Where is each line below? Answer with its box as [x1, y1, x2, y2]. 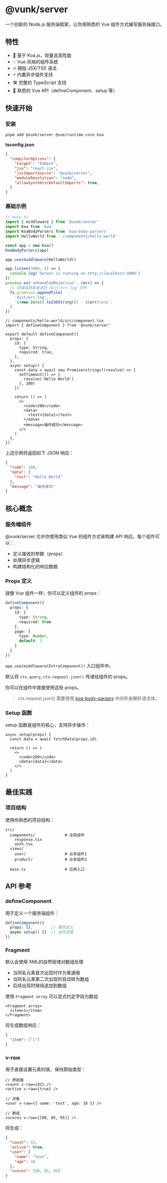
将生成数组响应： [5, 1022, 41, 1028]
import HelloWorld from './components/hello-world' [5, 234, 117, 239]
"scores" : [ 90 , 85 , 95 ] [10, 1169, 60, 1174]
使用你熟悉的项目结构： [5, 817, 55, 823]
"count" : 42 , [10, 1140, 38, 1145]
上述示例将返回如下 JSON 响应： [5, 450, 74, 456]
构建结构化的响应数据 [12, 563, 58, 569]
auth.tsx [14, 841, 33, 847]
